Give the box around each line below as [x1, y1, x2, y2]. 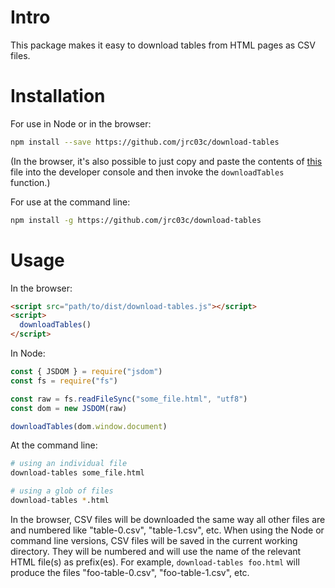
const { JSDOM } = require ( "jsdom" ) [10, 367, 163, 377]
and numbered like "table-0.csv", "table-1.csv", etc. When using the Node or [10, 524, 325, 536]
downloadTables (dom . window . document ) [10, 421, 168, 431]
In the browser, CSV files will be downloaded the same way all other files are [10, 513, 326, 525]
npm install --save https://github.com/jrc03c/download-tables [10, 137, 280, 147]
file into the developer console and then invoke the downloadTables [10, 166, 285, 178]
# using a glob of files [10, 486, 114, 496]
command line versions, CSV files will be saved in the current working [10, 534, 298, 546]
